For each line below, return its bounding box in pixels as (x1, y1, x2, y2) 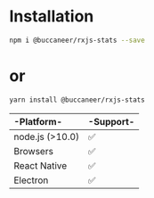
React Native (13, 159, 68, 171)
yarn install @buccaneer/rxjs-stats (9, 95, 145, 104)
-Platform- (13, 115, 63, 128)
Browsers (13, 144, 53, 157)
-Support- (87, 115, 135, 128)
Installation (9, 6, 94, 27)
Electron (13, 174, 49, 186)
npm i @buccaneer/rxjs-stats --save (9, 36, 145, 45)
